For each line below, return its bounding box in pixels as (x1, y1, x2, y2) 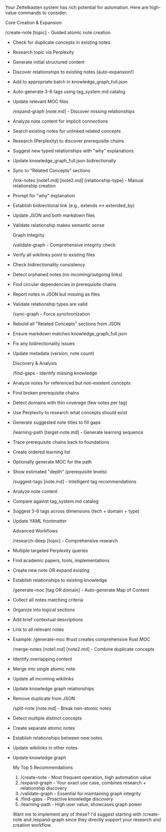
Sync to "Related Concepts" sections (12, 167, 91, 174)
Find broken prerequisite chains (12, 390, 79, 396)
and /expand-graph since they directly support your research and (23, 817, 161, 822)
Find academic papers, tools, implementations (12, 557, 110, 563)
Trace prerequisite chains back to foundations (12, 439, 109, 445)
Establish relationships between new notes (12, 735, 103, 741)
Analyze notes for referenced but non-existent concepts (12, 380, 131, 386)
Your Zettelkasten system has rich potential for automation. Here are (5, 5, 149, 10)
